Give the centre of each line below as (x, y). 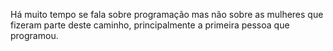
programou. (34, 35)
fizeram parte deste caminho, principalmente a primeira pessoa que (150, 25)
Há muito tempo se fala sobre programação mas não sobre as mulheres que (167, 14)
